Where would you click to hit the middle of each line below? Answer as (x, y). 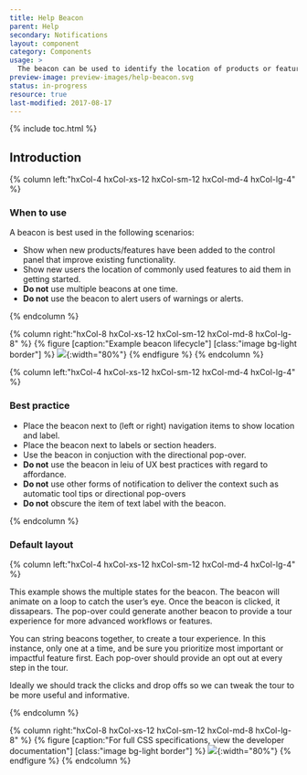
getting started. (52, 279)
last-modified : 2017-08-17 (61, 103)
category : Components (51, 52)
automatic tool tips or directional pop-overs (104, 493)
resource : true (38, 94)
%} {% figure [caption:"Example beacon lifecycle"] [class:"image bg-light (159, 344)
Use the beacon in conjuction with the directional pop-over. (134, 455)
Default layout (42, 544)
